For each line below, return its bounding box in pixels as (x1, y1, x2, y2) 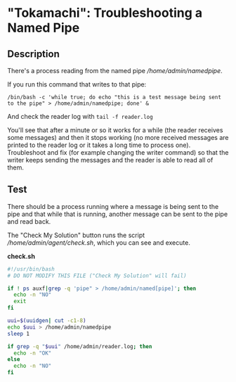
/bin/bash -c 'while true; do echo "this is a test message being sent (7, 94, 221, 101)
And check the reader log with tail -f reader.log (7, 113, 153, 120)
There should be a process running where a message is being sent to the (7, 202, 219, 210)
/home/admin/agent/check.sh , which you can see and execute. (7, 238, 191, 247)
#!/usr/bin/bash (7, 265, 55, 272)
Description (7, 48, 60, 60)
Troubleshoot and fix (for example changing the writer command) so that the (7, 148, 229, 156)
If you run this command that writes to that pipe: (7, 80, 147, 89)
